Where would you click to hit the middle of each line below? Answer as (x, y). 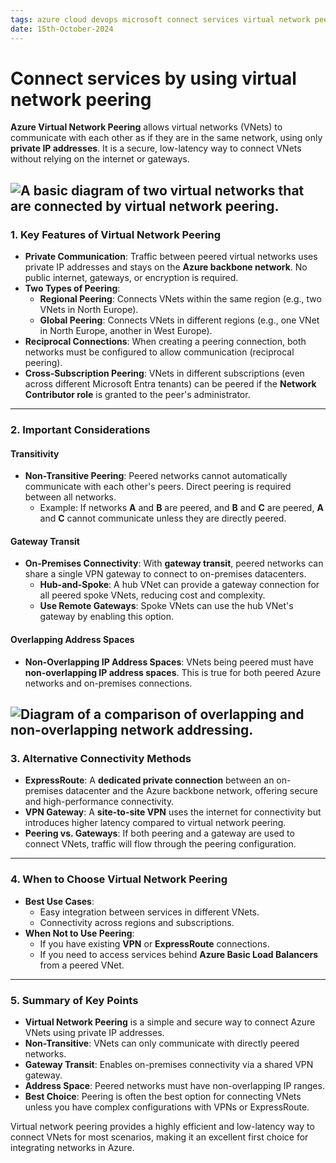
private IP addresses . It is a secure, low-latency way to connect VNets (156, 148)
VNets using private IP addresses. (94, 1032)
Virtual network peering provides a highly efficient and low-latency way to (162, 1126)
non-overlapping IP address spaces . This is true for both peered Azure (173, 672)
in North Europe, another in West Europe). (126, 331)
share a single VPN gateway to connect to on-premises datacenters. (165, 574)
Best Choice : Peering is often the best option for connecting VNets (163, 1096)
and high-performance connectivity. (99, 802)
